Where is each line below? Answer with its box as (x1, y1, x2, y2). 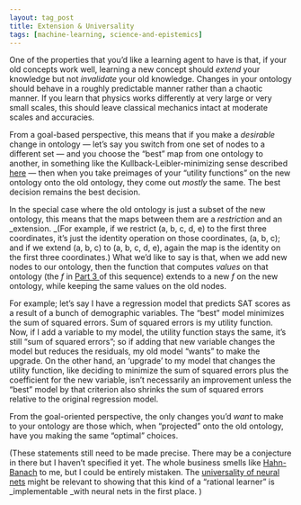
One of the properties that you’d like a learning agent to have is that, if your (9, 55, 288, 66)
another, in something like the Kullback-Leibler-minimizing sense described (9, 158, 288, 169)
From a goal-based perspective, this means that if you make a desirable (9, 130, 276, 140)
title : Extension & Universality (9, 22, 135, 31)
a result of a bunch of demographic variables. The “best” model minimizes (9, 308, 285, 319)
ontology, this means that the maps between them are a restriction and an (9, 213, 283, 225)
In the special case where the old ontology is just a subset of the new (9, 204, 266, 215)
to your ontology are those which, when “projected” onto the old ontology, (9, 420, 285, 432)
